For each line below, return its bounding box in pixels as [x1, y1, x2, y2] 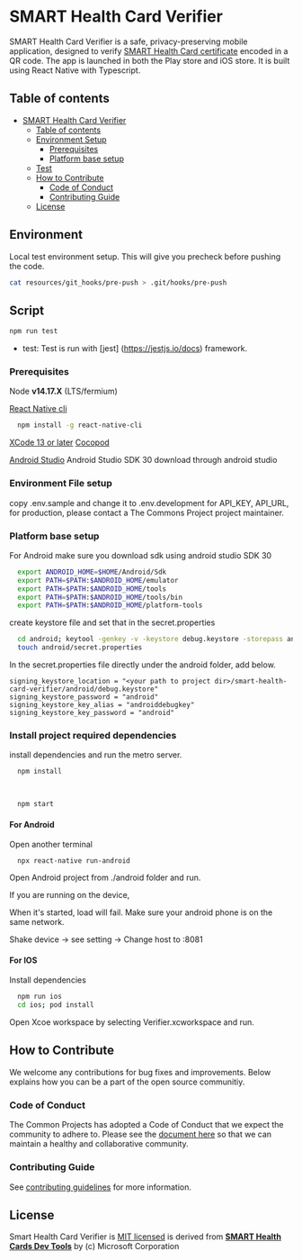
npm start [17, 800, 54, 809]
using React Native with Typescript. [9, 65, 141, 76]
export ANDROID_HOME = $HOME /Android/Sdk [17, 567, 167, 576]
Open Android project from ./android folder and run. [9, 872, 201, 884]
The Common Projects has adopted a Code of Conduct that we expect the [9, 1119, 285, 1130]
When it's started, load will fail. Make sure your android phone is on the [9, 907, 273, 918]
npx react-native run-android [17, 857, 130, 866]
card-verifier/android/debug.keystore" [9, 684, 159, 694]
